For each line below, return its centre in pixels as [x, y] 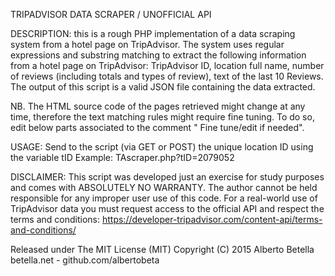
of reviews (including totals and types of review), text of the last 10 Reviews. [167, 76]
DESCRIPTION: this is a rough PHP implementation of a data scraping [153, 33]
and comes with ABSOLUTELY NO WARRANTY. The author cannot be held [164, 187]
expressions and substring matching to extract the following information [158, 55]
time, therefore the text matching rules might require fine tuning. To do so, [162, 117]
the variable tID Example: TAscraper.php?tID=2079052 [122, 157]
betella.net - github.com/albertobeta [85, 260]
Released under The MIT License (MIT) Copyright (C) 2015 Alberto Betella [162, 249]
